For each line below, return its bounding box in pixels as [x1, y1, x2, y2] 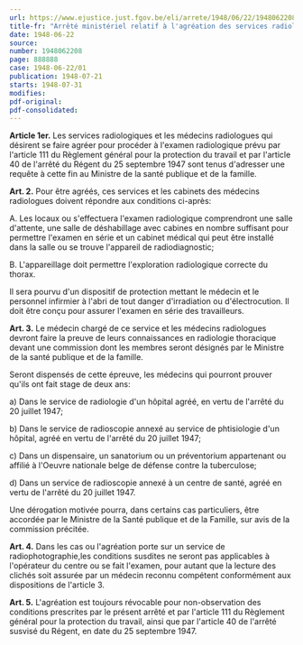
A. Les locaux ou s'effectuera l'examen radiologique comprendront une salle [9, 213, 293, 224]
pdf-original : [9, 97, 63, 106]
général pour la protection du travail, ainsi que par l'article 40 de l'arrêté [9, 616, 277, 627]
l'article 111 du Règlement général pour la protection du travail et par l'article [9, 150, 291, 161]
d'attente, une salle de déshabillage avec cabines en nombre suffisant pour [9, 223, 289, 234]
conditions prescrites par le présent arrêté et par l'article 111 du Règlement [9, 606, 286, 618]
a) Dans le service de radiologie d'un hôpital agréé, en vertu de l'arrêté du [9, 396, 284, 407]
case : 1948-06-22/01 [9, 64, 87, 73]
